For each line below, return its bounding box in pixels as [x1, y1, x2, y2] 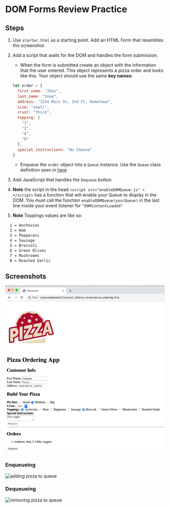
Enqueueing [5, 461, 36, 469]
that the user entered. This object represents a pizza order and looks [20, 67, 163, 73]
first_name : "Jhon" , [17, 88, 61, 94]
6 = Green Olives [10, 248, 47, 253]
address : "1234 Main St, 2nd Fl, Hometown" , [17, 99, 113, 104]
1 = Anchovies [10, 223, 39, 228]
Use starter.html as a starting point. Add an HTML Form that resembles [12, 37, 164, 43]
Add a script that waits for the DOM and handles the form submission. [12, 52, 158, 58]
